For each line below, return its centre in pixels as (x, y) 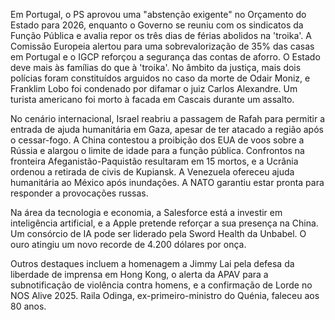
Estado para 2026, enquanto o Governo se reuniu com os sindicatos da (157, 25)
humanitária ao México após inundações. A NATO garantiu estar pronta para (167, 182)
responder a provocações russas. (79, 193)
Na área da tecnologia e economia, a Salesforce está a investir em (146, 212)
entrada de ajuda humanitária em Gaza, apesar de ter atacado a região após (167, 129)
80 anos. (28, 306)
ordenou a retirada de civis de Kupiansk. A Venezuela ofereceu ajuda (152, 172)
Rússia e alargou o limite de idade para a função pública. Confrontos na (157, 150)
